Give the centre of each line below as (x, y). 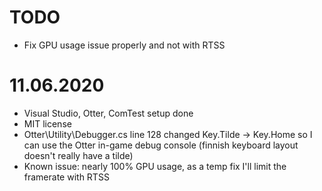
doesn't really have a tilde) (78, 155)
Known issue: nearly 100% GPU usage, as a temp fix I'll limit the (155, 166)
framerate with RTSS (66, 177)
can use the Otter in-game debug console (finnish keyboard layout (161, 145)
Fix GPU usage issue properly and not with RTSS (124, 45)
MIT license (47, 123)
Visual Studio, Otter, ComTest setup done (108, 113)
